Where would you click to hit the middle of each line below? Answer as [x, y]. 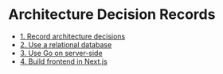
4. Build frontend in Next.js [63, 61]
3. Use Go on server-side [61, 53]
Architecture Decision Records [112, 15]
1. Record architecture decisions [72, 36]
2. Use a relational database [66, 44]
